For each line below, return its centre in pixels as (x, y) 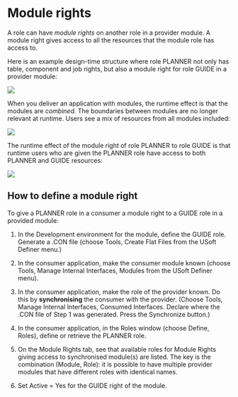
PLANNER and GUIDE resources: (55, 160)
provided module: (33, 220)
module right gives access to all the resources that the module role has (111, 40)
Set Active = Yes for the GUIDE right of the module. (92, 385)
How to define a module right (73, 196)
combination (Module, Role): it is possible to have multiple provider (115, 364)
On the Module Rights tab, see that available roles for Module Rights (117, 349)
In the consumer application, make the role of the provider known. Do (119, 292)
